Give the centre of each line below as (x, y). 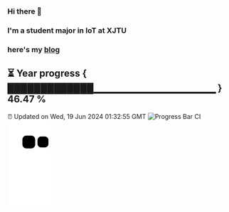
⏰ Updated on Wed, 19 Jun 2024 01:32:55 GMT (77, 116)
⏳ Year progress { (47, 74)
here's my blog (34, 49)
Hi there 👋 (25, 11)
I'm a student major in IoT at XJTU (67, 30)
